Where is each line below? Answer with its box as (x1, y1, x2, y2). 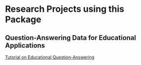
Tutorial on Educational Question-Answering (5, 54, 95, 60)
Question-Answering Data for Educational (5, 33, 137, 42)
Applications (5, 41, 45, 50)
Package (5, 14, 42, 25)
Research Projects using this (5, 3, 124, 15)
